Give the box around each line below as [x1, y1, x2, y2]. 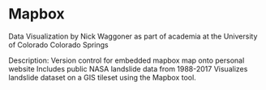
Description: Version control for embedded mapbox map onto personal [8, 55, 245, 65]
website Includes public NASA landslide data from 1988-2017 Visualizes [8, 63, 248, 73]
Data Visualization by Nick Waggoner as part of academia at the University [8, 31, 258, 41]
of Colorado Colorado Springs [8, 39, 109, 49]
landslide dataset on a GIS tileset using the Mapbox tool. [8, 72, 196, 82]
